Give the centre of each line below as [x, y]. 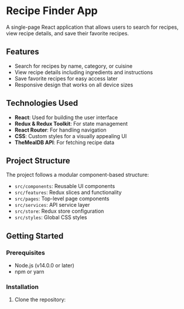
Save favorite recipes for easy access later [66, 78]
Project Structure [38, 161]
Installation [23, 287]
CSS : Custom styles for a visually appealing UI [71, 136]
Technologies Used [42, 103]
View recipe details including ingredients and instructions [84, 72]
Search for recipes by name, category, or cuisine [74, 66]
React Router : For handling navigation [60, 130]
